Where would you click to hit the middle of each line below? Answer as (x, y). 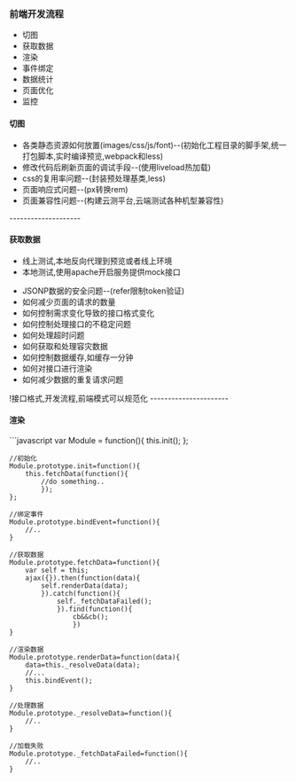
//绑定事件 (27, 514)
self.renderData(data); (85, 586)
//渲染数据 (27, 649)
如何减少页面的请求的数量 (69, 301)
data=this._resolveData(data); (83, 665)
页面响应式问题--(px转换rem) (75, 189)
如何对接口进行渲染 (57, 368)
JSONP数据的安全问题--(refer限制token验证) (103, 291)
